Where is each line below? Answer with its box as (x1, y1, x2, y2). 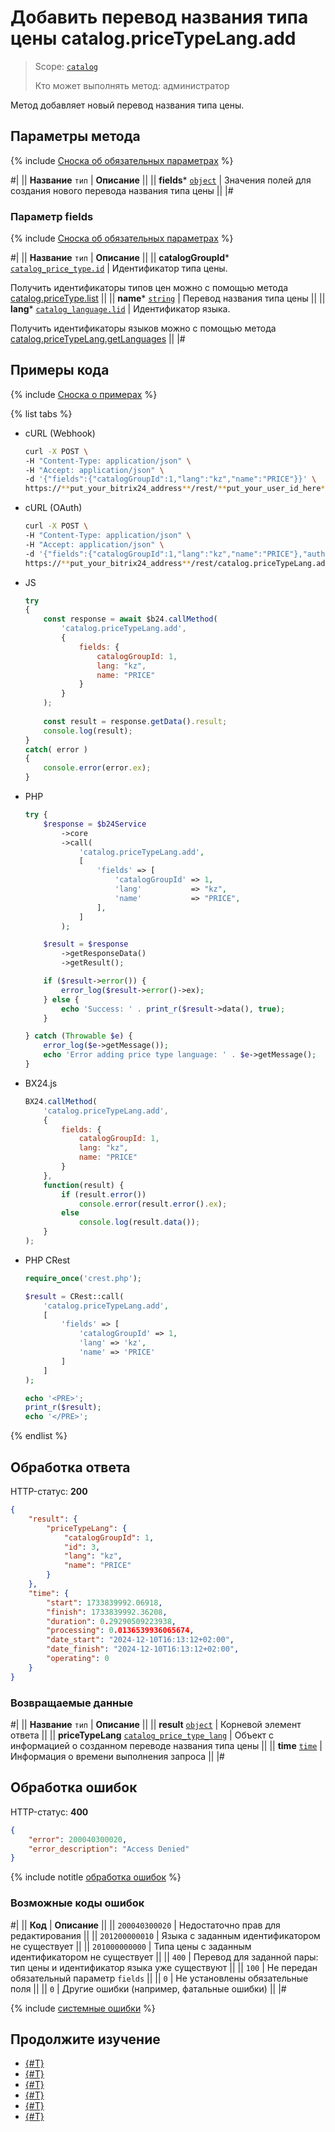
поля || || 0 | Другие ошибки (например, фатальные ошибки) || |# (10, 1982, 287, 1995)
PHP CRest (24, 1254, 71, 1266)
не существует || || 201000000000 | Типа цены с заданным (10, 1940, 252, 1952)
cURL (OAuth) (24, 502, 83, 514)
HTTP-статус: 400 (10, 1806, 89, 1818)
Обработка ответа (10, 1459, 131, 1476)
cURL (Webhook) (24, 427, 96, 439)
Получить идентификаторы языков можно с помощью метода (10, 322, 277, 335)
